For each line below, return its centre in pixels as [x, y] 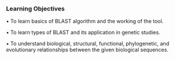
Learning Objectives [36, 9]
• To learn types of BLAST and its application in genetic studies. [83, 32]
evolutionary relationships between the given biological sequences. [87, 50]
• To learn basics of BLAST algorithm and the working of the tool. [85, 21]
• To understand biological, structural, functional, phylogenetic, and [88, 44]
